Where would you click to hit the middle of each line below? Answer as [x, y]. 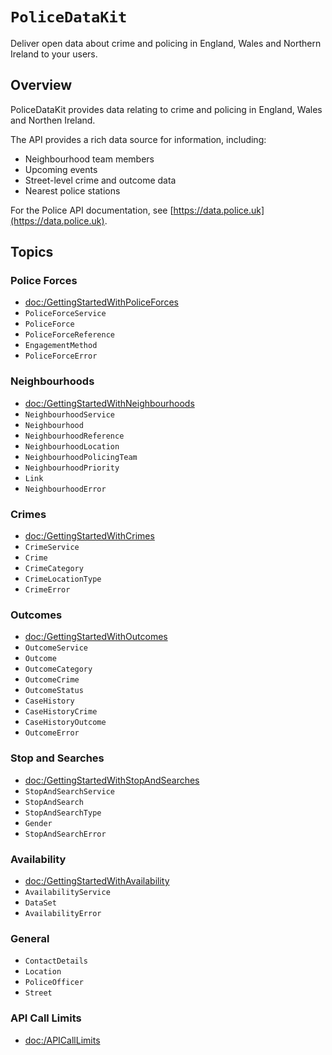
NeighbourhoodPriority [72, 468]
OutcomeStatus [54, 691]
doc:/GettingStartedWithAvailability [97, 880]
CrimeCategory [54, 569]
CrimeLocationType [63, 579]
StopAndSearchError [65, 834]
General [30, 938]
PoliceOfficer [54, 983]
